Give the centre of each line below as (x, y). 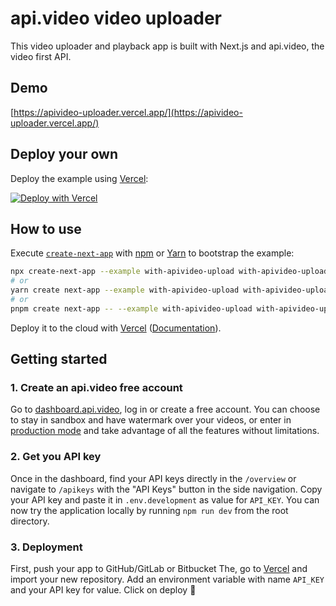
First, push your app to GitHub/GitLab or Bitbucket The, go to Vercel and (159, 569)
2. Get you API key (56, 457)
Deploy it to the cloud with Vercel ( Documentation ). (116, 328)
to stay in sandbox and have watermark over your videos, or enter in (151, 420)
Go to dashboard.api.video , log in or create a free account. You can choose (165, 409)
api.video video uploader (116, 18)
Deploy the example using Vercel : (79, 178)
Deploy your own (64, 154)
